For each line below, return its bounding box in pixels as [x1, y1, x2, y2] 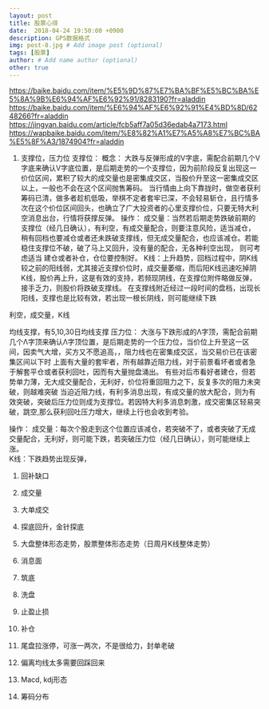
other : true [9, 64, 49, 72]
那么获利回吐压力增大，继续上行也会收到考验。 [39, 407, 194, 416]
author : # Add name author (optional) [9, 57, 138, 65]
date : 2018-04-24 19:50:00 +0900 [9, 26, 125, 34]
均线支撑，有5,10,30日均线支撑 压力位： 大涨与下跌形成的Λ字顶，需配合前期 [9, 327, 258, 337]
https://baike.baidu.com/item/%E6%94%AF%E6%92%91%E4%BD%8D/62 [9, 102, 258, 112]
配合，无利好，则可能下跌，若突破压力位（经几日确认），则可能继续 [22, 433, 243, 444]
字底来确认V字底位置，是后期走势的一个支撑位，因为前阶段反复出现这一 [20, 163, 257, 173]
